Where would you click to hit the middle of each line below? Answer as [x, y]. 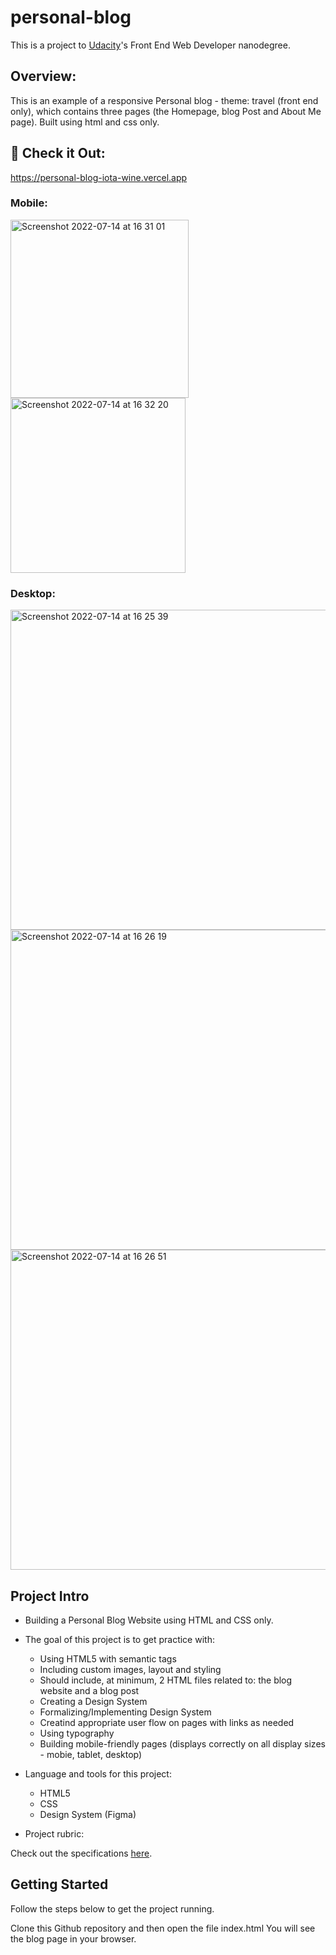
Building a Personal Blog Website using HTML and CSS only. [149, 1620]
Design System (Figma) [88, 1814]
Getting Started [59, 1884]
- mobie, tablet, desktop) [91, 1754]
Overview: [43, 76]
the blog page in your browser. [73, 1938]
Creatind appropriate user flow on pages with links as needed [167, 1722]
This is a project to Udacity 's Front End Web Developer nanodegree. [150, 45]
